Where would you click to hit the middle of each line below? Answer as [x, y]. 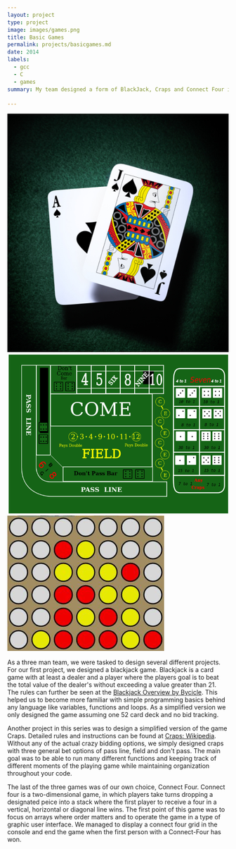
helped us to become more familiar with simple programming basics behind [117, 700]
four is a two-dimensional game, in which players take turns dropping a [110, 794]
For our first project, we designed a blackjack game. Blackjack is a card [111, 669]
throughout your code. [40, 773]
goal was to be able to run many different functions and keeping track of [112, 758]
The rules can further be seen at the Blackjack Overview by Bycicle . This [112, 692]
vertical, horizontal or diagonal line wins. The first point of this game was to [116, 809]
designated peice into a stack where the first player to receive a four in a [112, 802]
